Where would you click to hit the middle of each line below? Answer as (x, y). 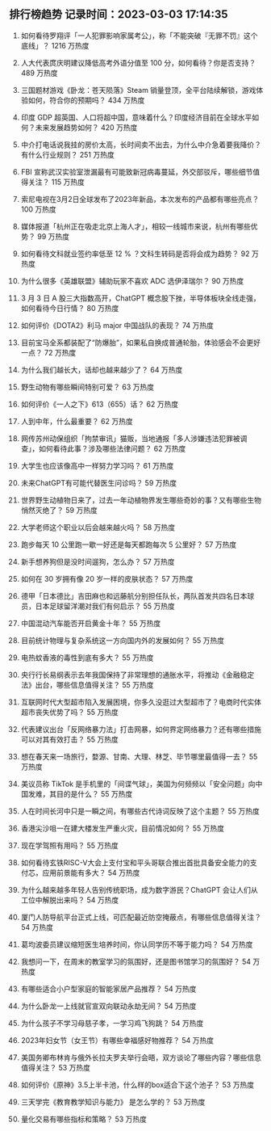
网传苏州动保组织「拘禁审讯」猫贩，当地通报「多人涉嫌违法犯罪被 (130, 438)
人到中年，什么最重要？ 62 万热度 (77, 421)
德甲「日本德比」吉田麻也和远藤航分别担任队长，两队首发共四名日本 (134, 595)
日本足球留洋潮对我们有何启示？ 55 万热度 (105, 606)
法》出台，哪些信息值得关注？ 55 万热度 (87, 684)
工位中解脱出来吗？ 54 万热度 (70, 900)
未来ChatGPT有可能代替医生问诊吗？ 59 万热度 (99, 482)
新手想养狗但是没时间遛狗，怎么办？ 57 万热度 (98, 561)
